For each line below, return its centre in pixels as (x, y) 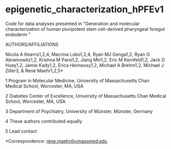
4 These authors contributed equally (44, 121)
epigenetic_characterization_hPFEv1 (84, 9)
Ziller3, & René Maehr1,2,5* (34, 71)
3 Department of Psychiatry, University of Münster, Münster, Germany (79, 111)
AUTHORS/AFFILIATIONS (32, 44)
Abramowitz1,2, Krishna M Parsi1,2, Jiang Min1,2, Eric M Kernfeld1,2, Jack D (85, 59)
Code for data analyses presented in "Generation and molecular (72, 24)
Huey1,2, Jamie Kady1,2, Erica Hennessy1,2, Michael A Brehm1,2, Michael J (85, 65)
